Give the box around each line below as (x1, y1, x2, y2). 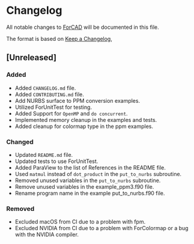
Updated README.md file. (14, 151, 73, 158)
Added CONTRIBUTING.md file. (14, 91, 84, 98)
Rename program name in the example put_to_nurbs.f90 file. (14, 189, 165, 197)
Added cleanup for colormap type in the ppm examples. (14, 123, 154, 130)
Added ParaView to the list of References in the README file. (14, 163, 166, 171)
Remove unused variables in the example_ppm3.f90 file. (14, 183, 154, 190)
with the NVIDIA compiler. (14, 231, 79, 238)
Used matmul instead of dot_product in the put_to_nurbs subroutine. (14, 170, 182, 177)
